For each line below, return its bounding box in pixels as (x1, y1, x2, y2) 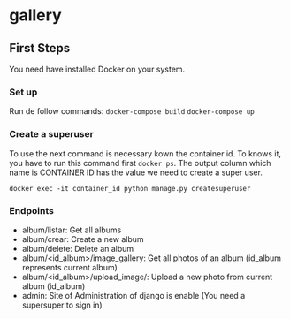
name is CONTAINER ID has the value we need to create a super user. (9, 167, 263, 178)
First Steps (9, 41, 71, 56)
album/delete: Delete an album (21, 243, 134, 254)
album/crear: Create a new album (21, 233, 144, 244)
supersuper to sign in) (21, 300, 103, 310)
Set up (9, 86, 38, 98)
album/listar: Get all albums (21, 224, 122, 235)
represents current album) (21, 262, 118, 272)
